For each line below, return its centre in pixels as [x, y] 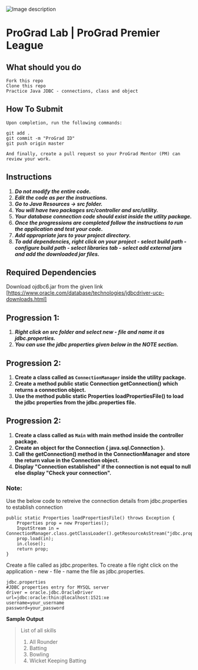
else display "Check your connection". [63, 473]
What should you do [44, 67]
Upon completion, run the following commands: [64, 123]
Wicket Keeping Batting [58, 661]
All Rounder [43, 642]
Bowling [39, 655]
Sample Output [25, 619]
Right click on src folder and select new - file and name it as [90, 332]
